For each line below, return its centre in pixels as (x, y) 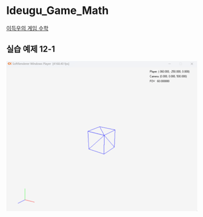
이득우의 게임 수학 (27, 28)
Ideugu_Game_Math (58, 11)
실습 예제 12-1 (31, 49)
